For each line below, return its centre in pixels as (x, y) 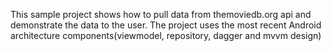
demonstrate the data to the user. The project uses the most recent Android (166, 25)
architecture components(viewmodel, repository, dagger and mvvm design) (166, 35)
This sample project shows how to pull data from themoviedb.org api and (161, 14)
